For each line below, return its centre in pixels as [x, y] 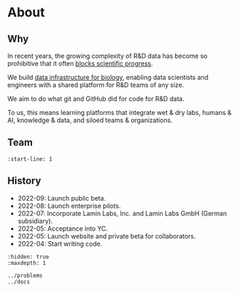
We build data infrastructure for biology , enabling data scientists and [108, 77]
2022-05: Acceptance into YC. [63, 228]
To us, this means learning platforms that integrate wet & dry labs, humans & [119, 112]
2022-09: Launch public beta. [62, 198]
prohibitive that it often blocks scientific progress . [80, 64]
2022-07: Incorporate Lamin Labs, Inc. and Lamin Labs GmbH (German [122, 213]
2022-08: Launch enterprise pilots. [69, 206]
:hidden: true [29, 257]
